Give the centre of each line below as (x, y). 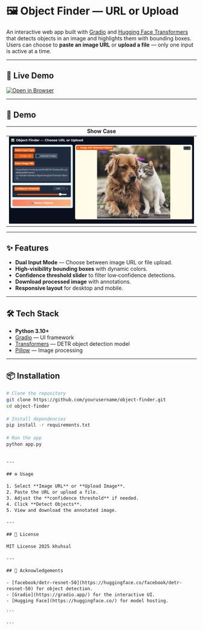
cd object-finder (28, 406)
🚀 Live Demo (30, 76)
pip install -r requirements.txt (48, 425)
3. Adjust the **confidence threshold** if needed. (72, 498)
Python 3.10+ (32, 331)
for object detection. (65, 588)
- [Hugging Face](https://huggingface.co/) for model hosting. (88, 600)
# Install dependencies (36, 419)
